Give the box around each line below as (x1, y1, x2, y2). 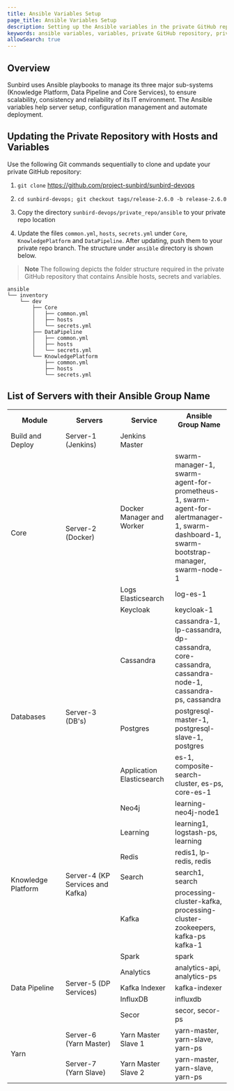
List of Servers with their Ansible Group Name (7, 390, 210, 402)
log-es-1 (175, 589, 207, 599)
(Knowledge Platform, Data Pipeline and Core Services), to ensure (7, 88, 197, 96)
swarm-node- (175, 564, 224, 574)
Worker (120, 521, 144, 531)
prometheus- (175, 486, 219, 496)
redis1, (175, 847, 198, 857)
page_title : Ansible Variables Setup (7, 17, 117, 24)
